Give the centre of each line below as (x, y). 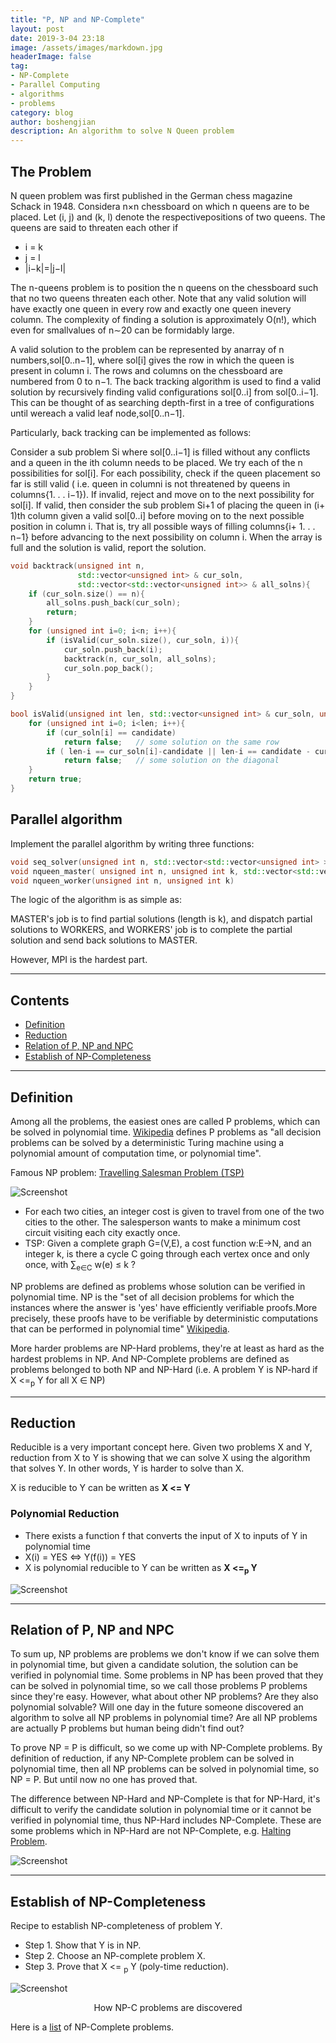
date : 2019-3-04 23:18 (57, 38)
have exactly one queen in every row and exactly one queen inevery (151, 308)
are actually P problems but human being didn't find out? (127, 1728)
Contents (40, 1000)
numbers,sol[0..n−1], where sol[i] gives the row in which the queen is (152, 360)
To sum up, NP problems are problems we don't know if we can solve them (165, 1654)
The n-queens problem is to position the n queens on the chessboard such (164, 287)
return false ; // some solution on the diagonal (171, 761)
